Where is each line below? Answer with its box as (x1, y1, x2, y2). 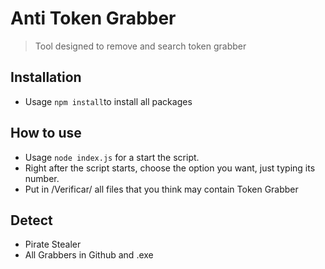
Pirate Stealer (24, 238, 82, 251)
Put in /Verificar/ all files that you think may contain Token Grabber (24, 183, 299, 195)
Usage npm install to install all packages (24, 95, 193, 107)
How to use (10, 125, 82, 142)
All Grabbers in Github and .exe (24, 249, 154, 261)
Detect (10, 212, 53, 229)
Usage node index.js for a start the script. (24, 151, 200, 163)
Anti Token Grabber (10, 7, 177, 30)
